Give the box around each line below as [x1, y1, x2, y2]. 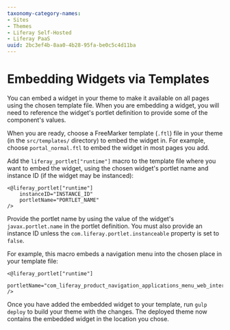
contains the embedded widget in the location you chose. [7, 314, 170, 322]
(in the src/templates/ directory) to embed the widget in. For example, [7, 136, 206, 144]
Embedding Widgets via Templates [7, 71, 210, 87]
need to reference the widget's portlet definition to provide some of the [7, 108, 208, 116]
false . [7, 236, 25, 244]
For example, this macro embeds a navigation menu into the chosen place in [7, 249, 222, 257]
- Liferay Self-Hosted [7, 29, 72, 36]
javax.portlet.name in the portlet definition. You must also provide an [7, 222, 203, 230]
